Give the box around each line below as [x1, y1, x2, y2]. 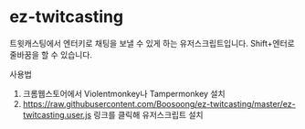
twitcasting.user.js [22, 109, 92, 120]
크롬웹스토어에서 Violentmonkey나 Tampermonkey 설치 [22, 88, 226, 99]
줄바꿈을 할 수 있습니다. [9, 48, 93, 60]
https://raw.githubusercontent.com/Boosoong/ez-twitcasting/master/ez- [22, 98, 296, 109]
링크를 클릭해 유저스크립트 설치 [93, 109, 204, 120]
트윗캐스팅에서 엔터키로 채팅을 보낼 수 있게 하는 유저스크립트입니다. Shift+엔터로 [9, 38, 295, 48]
